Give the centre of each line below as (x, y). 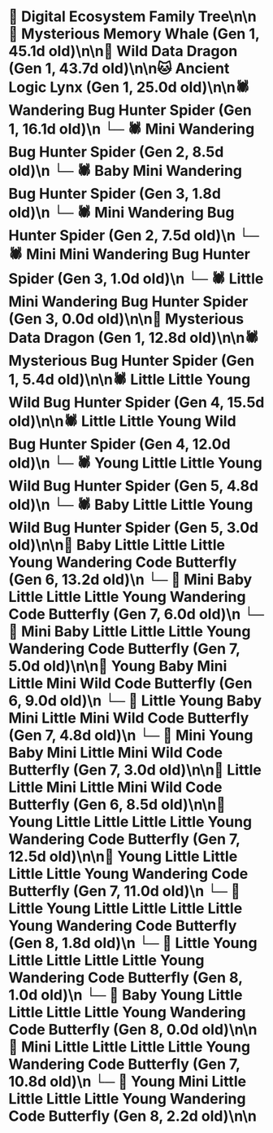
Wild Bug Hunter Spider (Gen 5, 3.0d (133, 528)
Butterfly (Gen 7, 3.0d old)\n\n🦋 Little (135, 770)
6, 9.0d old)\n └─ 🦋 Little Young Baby (135, 701)
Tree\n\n (227, 17)
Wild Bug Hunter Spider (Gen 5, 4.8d (133, 486)
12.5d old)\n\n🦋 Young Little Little (123, 856)
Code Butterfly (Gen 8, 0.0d (104, 1030)
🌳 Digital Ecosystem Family (102, 17)
